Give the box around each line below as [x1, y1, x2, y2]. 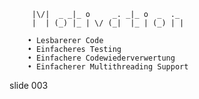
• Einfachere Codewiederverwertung [27, 53, 176, 63]
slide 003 [9, 80, 49, 91]
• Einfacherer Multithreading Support [27, 62, 189, 72]
